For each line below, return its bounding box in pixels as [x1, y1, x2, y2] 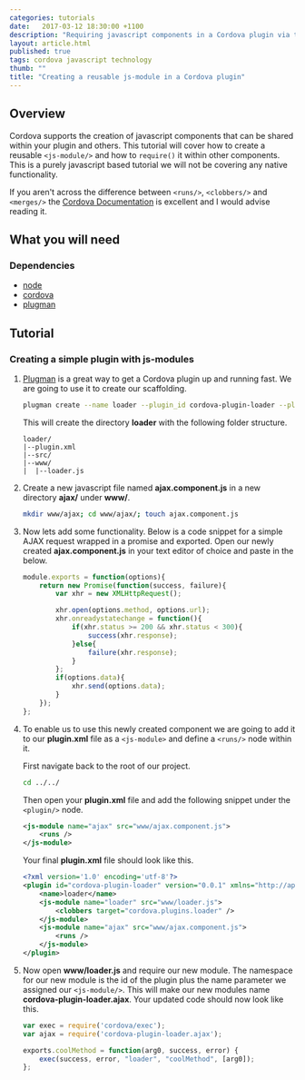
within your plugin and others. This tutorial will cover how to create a [9, 140, 266, 151]
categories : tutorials [9, 13, 95, 23]
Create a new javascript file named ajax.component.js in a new [22, 482, 261, 493]
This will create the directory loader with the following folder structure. [22, 417, 288, 428]
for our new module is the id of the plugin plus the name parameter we [22, 974, 287, 986]
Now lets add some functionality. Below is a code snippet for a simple [22, 526, 283, 537]
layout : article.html [9, 38, 92, 48]
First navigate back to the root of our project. [22, 760, 191, 771]
